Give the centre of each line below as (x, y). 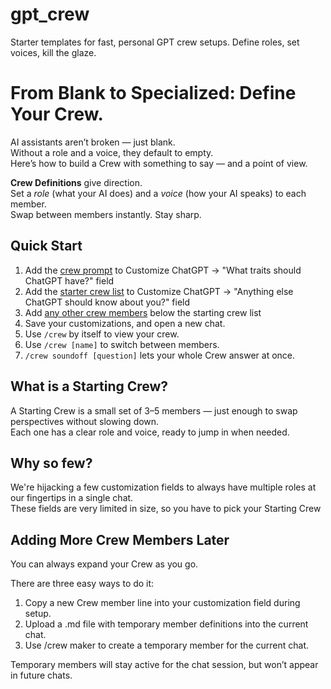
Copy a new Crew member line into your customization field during (162, 603)
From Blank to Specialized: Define (153, 93)
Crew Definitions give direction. (76, 182)
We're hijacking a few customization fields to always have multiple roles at (163, 487)
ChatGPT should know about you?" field (107, 302)
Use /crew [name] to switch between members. (122, 344)
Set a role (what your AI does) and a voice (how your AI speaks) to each (158, 193)
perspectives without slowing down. (85, 421)
